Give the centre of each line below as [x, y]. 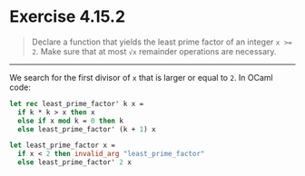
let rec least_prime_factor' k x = [77, 103]
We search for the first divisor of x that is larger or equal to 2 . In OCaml [142, 77]
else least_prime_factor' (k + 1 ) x [87, 129]
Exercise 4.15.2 [67, 17]
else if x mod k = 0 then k [71, 121]
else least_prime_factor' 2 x [74, 162]
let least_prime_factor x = [63, 146]
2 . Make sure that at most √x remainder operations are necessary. [154, 51]
